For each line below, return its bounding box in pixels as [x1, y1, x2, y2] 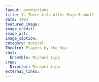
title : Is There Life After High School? [5, 12, 94, 17]
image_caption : [5, 36, 38, 41]
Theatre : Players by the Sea [5, 45, 67, 50]
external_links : [5, 69, 40, 74]
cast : [5, 50, 17, 55]
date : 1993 [5, 17, 28, 22]
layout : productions [5, 7, 49, 13]
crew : [5, 60, 17, 65]
